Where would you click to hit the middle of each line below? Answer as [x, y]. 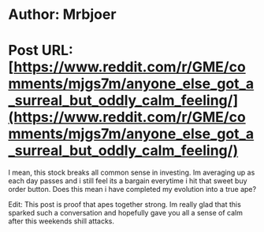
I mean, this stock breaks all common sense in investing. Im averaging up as [132, 173]
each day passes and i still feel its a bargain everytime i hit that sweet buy [128, 181]
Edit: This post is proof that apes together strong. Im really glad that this [125, 204]
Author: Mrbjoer [62, 15]
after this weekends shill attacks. [61, 221]
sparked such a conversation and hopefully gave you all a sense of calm [125, 213]
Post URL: [41, 51]
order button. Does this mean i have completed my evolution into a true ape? [132, 190]
